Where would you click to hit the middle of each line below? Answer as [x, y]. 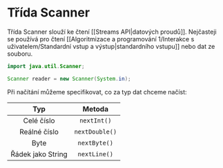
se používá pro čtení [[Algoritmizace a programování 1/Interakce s [101, 39]
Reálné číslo [39, 132]
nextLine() [96, 154]
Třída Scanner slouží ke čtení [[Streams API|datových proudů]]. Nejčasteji [112, 32]
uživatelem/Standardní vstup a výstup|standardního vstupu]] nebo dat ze [111, 46]
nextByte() [96, 143]
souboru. [20, 54]
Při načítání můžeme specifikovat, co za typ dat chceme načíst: [97, 92]
